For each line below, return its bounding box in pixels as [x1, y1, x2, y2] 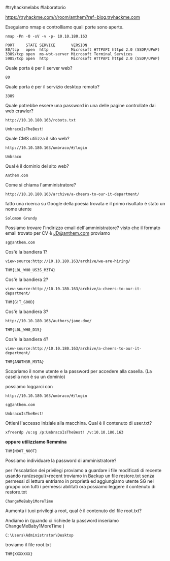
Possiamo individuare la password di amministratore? [5, 457, 117, 463]
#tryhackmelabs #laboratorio [5, 5, 66, 10]
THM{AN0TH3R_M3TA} [5, 359, 44, 364]
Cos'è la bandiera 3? [5, 308, 49, 315]
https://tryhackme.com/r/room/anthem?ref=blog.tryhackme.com [5, 14, 141, 20]
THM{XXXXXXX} [5, 551, 33, 556]
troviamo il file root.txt [5, 542, 51, 548]
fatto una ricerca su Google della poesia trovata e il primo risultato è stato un [5, 201, 165, 206]
